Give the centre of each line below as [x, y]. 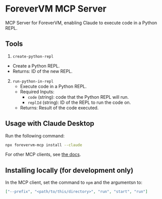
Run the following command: [35, 136]
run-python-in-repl [33, 81]
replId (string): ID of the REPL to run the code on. [79, 102]
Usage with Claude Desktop [50, 124]
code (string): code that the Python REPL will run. [78, 97]
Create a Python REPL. [36, 65]
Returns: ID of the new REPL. [42, 71]
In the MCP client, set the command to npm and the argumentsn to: [74, 182]
